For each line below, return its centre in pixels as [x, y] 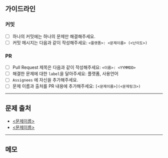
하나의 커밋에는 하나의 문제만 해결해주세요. [54, 36]
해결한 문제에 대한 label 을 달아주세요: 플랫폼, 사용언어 [65, 73]
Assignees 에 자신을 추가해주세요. [45, 80]
